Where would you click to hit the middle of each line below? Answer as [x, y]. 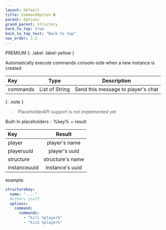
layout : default [22, 10]
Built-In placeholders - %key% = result [46, 121]
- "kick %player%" [43, 222]
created [13, 68]
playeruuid [21, 151]
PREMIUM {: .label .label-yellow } [40, 53]
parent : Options [22, 19]
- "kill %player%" [43, 218]
